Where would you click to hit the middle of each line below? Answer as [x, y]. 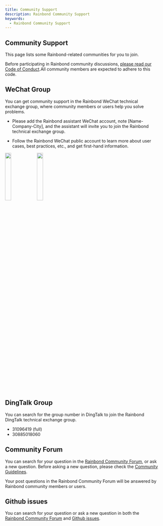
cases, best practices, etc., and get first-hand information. [70, 146]
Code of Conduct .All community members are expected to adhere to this [78, 69]
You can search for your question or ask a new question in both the [72, 513]
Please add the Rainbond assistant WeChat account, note [69, 121]
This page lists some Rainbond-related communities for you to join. [72, 54]
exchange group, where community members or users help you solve [74, 106]
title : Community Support [31, 9]
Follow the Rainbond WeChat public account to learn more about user [81, 141]
